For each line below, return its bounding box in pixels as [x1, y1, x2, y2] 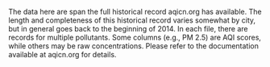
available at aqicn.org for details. [8, 50, 117, 59]
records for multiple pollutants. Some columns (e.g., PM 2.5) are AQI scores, [8, 32, 262, 42]
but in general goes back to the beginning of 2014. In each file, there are [8, 24, 248, 33]
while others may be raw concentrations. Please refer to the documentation [8, 41, 260, 51]
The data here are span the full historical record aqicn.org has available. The [8, 7, 262, 16]
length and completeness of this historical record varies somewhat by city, [8, 15, 256, 25]
